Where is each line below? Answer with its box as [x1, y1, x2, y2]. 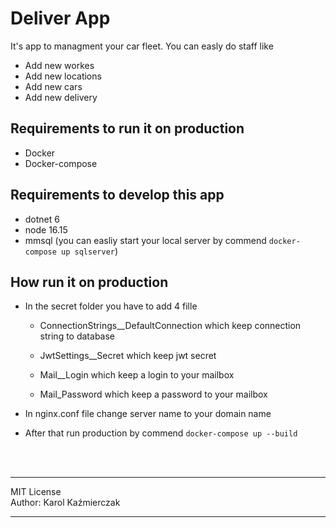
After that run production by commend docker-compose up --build [24, 427, 298, 439]
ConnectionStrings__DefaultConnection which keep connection [39, 320, 302, 332]
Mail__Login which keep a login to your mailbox [39, 369, 235, 381]
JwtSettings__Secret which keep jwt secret [39, 350, 217, 362]
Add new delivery [24, 91, 98, 103]
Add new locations [24, 70, 102, 82]
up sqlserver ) [61, 245, 119, 257]
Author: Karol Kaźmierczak [10, 497, 121, 509]
